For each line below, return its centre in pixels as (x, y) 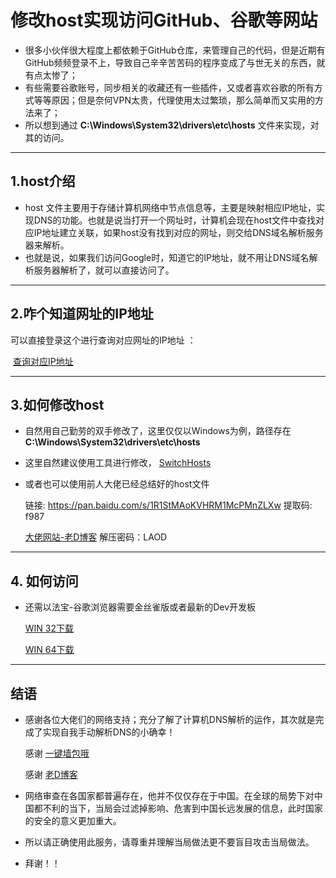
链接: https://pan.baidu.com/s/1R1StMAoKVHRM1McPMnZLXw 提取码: (168, 505)
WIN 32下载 (49, 628)
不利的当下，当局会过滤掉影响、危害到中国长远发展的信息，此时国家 (182, 808)
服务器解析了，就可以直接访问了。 (104, 270)
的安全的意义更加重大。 (73, 820)
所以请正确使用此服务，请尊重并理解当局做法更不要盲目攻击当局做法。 (169, 842)
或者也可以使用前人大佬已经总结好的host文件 (117, 484)
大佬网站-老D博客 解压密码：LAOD (96, 537)
